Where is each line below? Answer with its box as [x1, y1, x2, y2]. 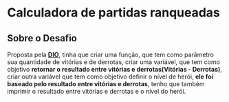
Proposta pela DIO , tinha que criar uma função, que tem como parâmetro [7, 50, 215, 59]
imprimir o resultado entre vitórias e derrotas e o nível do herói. [7, 88, 186, 95]
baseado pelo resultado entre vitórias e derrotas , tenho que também [7, 80, 205, 88]
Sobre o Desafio [7, 32, 77, 44]
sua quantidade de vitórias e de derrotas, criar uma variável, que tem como [7, 58, 220, 66]
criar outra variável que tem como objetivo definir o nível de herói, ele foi [7, 72, 214, 81]
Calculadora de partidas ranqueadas [7, 5, 220, 21]
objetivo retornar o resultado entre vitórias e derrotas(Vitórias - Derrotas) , [7, 65, 222, 73]
